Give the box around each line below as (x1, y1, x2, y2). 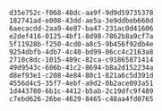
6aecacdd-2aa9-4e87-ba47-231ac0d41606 (8, 24, 154, 33)
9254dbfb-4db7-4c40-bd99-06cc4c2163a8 (8, 47, 154, 56)
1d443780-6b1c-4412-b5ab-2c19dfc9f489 (8, 87, 154, 96)
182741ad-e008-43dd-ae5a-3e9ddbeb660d (8, 16, 154, 25)
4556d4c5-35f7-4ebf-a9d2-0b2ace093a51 (8, 79, 154, 88)
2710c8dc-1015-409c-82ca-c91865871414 (8, 55, 154, 64)
